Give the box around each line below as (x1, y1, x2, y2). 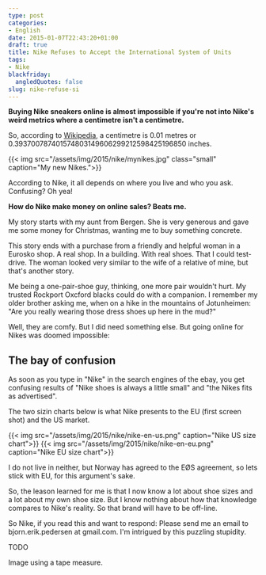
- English (8, 26, 41, 34)
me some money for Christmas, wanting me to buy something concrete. (8, 226, 243, 235)
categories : (8, 19, 47, 27)
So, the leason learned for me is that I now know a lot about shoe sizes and (8, 486, 253, 496)
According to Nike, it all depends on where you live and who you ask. (8, 178, 234, 188)
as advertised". (8, 391, 58, 401)
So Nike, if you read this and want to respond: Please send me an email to (8, 519, 249, 528)
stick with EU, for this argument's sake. (8, 471, 136, 481)
